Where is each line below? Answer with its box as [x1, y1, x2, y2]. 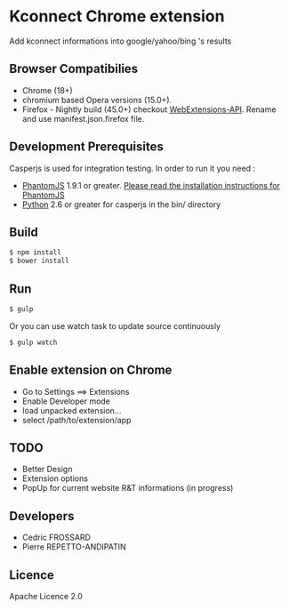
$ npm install [9, 248, 62, 257]
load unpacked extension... [21, 405, 122, 415]
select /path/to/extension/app [21, 414, 132, 425]
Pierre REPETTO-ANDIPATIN [21, 542, 126, 552]
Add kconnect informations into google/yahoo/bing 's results [9, 36, 232, 46]
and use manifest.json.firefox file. [21, 113, 145, 124]
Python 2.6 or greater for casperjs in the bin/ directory [21, 198, 221, 210]
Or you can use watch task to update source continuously [9, 320, 221, 331]
